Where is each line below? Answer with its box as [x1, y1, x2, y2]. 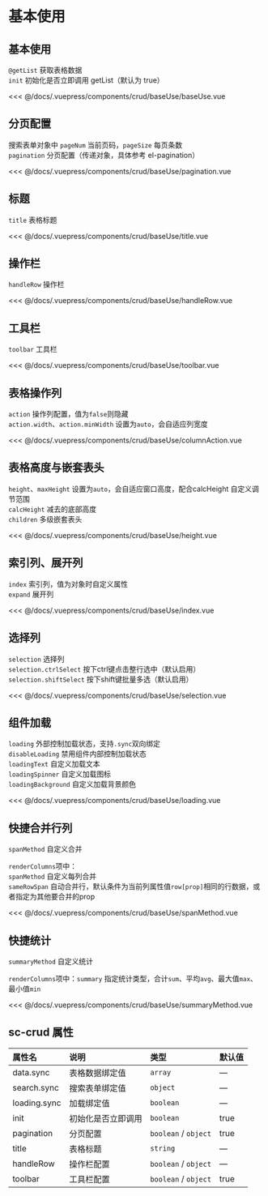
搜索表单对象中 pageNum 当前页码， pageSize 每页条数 [8, 139, 183, 150]
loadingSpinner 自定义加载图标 [8, 769, 112, 779]
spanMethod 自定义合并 [8, 844, 83, 854]
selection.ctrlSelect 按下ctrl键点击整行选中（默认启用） [8, 664, 201, 673]
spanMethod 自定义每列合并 [8, 872, 97, 882]
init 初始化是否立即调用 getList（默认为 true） [8, 75, 164, 85]
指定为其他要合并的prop [15, 892, 96, 902]
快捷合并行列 [8, 821, 73, 835]
